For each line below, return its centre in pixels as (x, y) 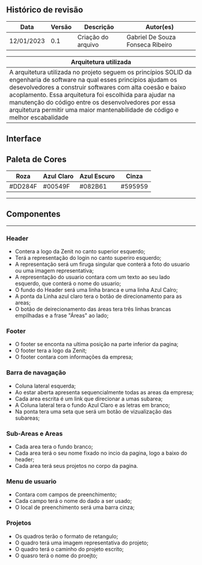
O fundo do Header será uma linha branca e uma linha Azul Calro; (96, 290)
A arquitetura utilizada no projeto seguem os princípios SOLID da (101, 72)
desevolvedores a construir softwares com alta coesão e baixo (98, 87)
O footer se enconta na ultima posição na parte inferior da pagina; (96, 344)
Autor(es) (160, 27)
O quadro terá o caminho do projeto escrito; (69, 549)
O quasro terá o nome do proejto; (56, 555)
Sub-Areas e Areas (35, 434)
